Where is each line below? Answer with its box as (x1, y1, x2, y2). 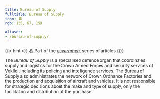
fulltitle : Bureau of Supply (5, 12, 64, 17)
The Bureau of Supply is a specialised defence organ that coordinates (5, 58, 146, 63)
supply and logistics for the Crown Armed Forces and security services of (5, 63, 154, 68)
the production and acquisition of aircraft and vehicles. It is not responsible (5, 79, 156, 84)
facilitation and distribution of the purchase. (5, 89, 93, 94)
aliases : (5, 30, 23, 35)
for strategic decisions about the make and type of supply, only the (5, 83, 140, 89)
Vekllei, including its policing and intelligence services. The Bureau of (5, 68, 145, 74)
